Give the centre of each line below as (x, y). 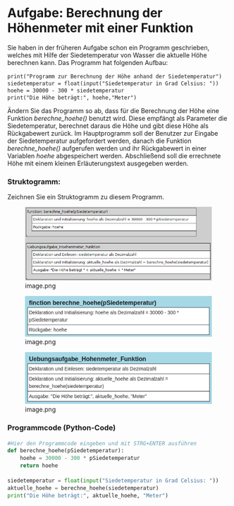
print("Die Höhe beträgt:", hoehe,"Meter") (72, 98)
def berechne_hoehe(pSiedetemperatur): (66, 451)
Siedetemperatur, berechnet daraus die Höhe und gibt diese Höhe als (108, 126)
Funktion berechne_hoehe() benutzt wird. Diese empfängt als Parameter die (117, 118)
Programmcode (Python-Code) (62, 428)
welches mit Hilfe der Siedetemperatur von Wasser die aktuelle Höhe (107, 55)
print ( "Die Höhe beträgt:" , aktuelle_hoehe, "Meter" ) (88, 495)
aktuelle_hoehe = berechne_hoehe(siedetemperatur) (83, 488)
